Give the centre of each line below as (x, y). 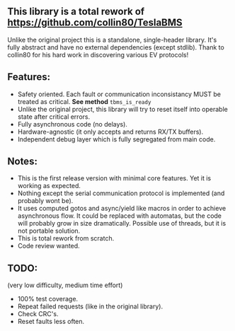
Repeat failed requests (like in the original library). (90, 306)
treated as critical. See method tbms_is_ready (84, 101)
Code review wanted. (48, 246)
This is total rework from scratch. (66, 238)
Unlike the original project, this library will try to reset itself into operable (122, 109)
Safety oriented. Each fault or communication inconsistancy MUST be (119, 94)
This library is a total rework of (76, 12)
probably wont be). (45, 201)
